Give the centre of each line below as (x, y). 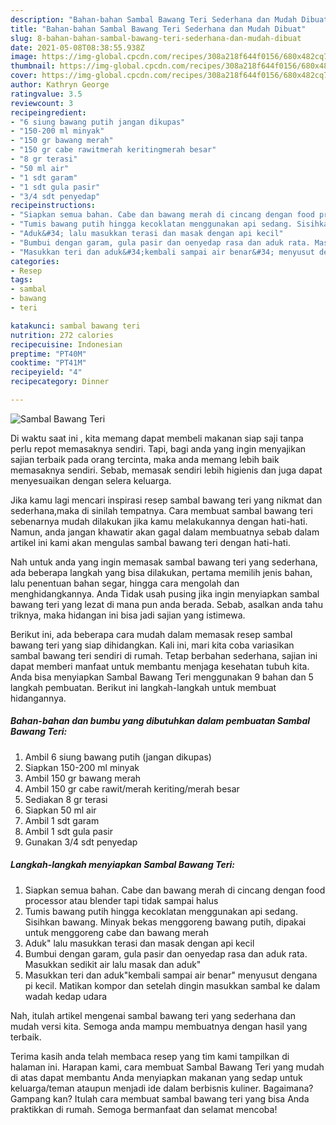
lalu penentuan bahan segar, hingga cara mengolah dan (125, 583)
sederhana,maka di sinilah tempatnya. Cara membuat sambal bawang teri (161, 510)
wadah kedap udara (66, 996)
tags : (21, 280)
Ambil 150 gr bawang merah (83, 778)
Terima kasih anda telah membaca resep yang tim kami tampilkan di (150, 1056)
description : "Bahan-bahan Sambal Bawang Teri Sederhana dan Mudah (154, 19)
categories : (35, 261)
